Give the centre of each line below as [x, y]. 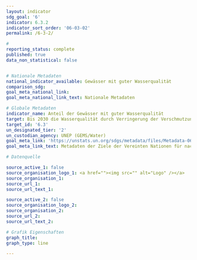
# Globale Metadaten [31, 108]
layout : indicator [28, 11]
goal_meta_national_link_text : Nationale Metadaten [70, 98]
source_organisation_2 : [35, 211]
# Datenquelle [23, 157]
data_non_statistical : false [42, 60]
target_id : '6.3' [27, 124]
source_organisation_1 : [35, 178]
